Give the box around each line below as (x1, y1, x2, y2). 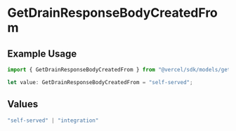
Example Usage (7, 48, 77, 60)
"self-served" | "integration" (7, 117, 99, 124)
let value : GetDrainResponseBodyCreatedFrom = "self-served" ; (7, 78, 193, 85)
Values (7, 98, 39, 110)
